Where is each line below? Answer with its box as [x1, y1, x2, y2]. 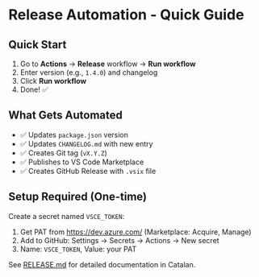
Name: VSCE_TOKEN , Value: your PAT [19, 244, 137, 254]
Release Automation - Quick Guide [8, 6, 244, 24]
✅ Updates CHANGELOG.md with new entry [19, 138, 153, 148]
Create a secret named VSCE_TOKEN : [8, 211, 125, 221]
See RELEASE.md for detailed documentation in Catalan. [8, 259, 196, 269]
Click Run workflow [19, 76, 87, 85]
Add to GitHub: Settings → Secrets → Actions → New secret [19, 235, 219, 245]
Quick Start [8, 38, 67, 52]
